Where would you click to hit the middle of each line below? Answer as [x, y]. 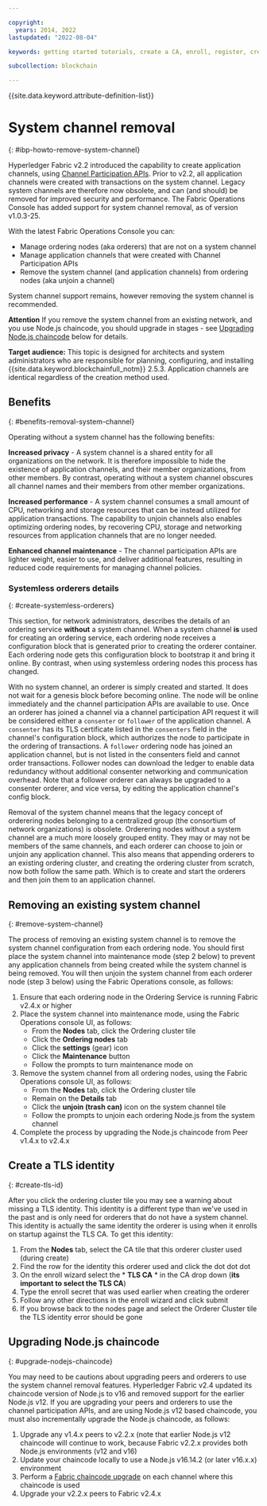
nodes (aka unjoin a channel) [67, 281]
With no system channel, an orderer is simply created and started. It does [128, 687]
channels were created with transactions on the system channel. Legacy [127, 182]
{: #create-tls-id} [36, 1185]
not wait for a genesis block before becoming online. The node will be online [133, 696]
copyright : [26, 22]
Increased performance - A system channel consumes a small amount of [129, 501]
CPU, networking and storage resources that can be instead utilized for [124, 510]
